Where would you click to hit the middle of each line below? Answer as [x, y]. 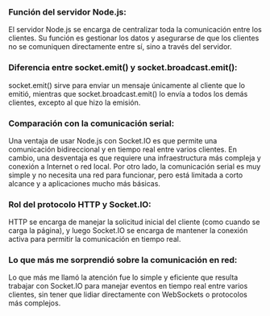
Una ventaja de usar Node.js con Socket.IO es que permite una [113, 140]
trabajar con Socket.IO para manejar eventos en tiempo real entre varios [128, 286]
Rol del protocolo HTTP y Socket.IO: [80, 204]
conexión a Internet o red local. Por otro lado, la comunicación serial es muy [135, 166]
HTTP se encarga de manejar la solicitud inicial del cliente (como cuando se [134, 222]
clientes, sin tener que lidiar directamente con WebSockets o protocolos [128, 295]
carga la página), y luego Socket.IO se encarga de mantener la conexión [128, 231]
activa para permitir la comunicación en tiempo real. [95, 239]
